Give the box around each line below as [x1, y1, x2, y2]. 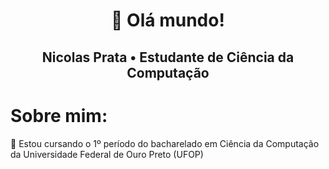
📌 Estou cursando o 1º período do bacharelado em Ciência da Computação [10, 137, 320, 149]
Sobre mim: [10, 104, 108, 127]
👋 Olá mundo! [111, 9, 225, 32]
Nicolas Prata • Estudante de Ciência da [41, 49, 295, 66]
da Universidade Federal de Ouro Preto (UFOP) [10, 148, 204, 160]
